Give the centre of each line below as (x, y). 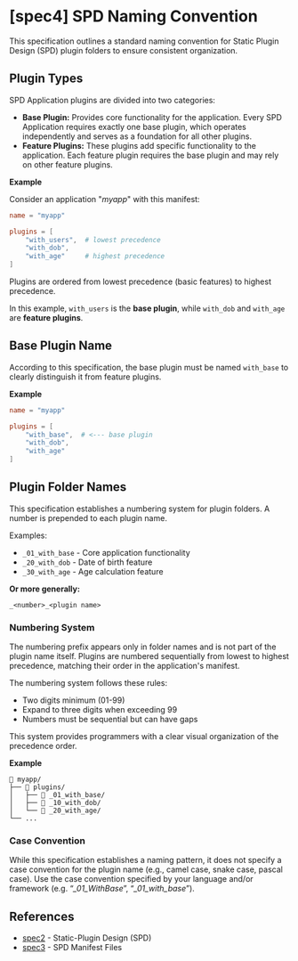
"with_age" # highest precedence (95, 257)
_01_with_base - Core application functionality (106, 552)
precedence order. (43, 746)
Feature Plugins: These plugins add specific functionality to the (139, 145)
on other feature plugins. (67, 164)
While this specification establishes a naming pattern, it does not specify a (145, 860)
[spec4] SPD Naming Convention (133, 16)
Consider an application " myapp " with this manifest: (105, 199)
